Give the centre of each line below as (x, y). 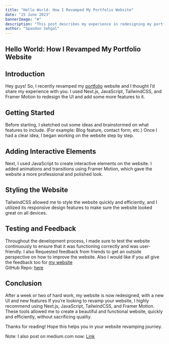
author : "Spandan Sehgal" (32, 29)
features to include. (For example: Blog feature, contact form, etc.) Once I (81, 130)
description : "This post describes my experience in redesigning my (78, 24)
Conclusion (24, 283)
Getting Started (30, 113)
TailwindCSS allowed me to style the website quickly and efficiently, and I (81, 202)
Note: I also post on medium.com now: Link (50, 336)
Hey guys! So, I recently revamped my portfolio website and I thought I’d (80, 86)
